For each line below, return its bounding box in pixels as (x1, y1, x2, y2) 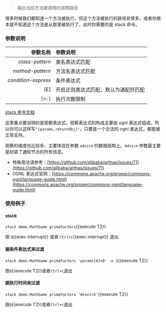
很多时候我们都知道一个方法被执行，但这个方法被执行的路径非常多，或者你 (5, 15, 157, 21)
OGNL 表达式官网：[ (12, 171, 54, 177)
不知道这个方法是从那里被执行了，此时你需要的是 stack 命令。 (13, 22, 140, 27)
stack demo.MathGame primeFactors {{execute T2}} (5, 223, 106, 229)
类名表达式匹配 (55, 59, 90, 66)
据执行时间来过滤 (5, 280, 40, 286)
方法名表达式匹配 (55, 68, 95, 75)
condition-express (7, 77, 51, 84)
